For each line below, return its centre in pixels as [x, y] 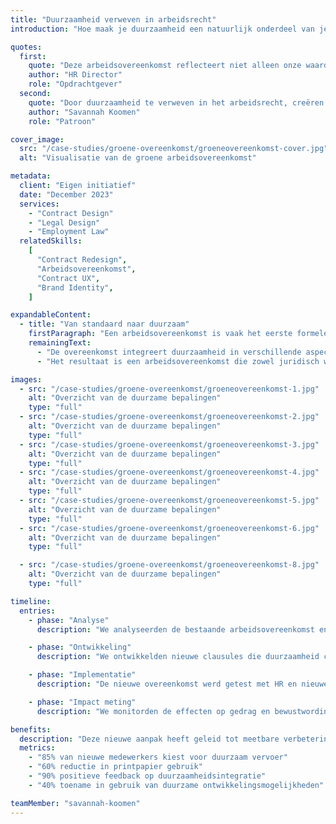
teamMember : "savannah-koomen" [75, 803]
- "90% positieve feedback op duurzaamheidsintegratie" [147, 776]
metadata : [31, 176]
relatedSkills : [51, 241]
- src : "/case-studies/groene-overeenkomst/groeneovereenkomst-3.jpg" [169, 444]
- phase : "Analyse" [69, 620]
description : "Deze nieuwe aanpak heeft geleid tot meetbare [149, 739]
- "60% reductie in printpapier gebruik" [115, 767]
